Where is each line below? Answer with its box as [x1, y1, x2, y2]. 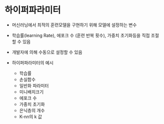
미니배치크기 [19, 89, 44, 95]
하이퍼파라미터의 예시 [11, 60, 54, 65]
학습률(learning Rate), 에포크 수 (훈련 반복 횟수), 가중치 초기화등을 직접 [11, 32, 150, 38]
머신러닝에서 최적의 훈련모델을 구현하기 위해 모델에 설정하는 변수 [11, 22, 137, 28]
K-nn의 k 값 [19, 114, 42, 120]
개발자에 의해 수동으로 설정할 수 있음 [11, 49, 82, 55]
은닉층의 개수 [19, 107, 45, 113]
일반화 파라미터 [19, 82, 49, 88]
